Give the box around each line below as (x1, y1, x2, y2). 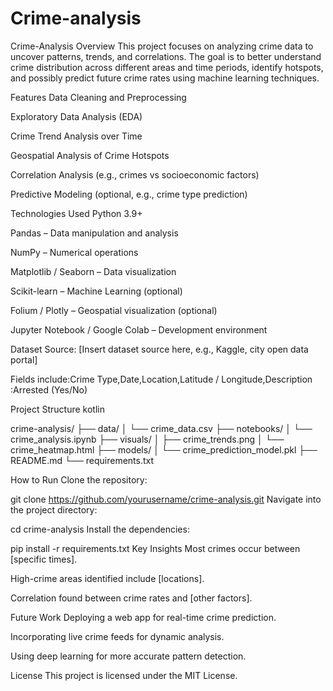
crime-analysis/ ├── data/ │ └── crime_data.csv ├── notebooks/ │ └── (10, 422, 313, 434)
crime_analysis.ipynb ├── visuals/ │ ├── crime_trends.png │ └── (10, 433, 285, 445)
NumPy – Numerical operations (10, 246, 139, 258)
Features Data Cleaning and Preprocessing (10, 91, 187, 103)
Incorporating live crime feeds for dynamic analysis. (10, 630, 225, 642)
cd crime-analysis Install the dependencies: (10, 523, 190, 535)
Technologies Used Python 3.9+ (10, 207, 143, 219)
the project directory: (10, 503, 98, 516)
